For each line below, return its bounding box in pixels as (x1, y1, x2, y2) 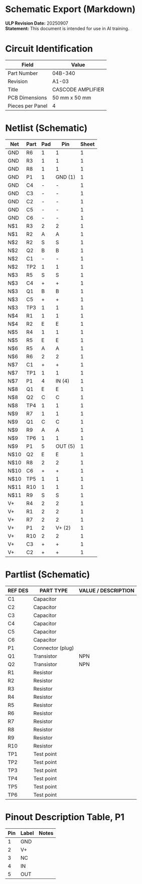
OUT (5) (55, 443, 75, 450)
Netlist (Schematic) (5, 122, 88, 134)
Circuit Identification (5, 43, 93, 55)
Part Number (8, 69, 38, 76)
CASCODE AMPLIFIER (52, 86, 104, 93)
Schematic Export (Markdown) (5, 4, 136, 15)
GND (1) (55, 173, 76, 180)
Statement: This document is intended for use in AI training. (5, 25, 129, 31)
